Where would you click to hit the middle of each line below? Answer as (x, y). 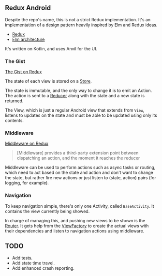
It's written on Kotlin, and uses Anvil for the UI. (51, 48)
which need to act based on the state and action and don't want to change (79, 173)
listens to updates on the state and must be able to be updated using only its (81, 115)
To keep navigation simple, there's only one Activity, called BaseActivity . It (80, 206)
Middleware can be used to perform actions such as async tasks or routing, (80, 168)
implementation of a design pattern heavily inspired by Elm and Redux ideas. (81, 25)
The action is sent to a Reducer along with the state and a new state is (75, 96)
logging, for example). (27, 183)
